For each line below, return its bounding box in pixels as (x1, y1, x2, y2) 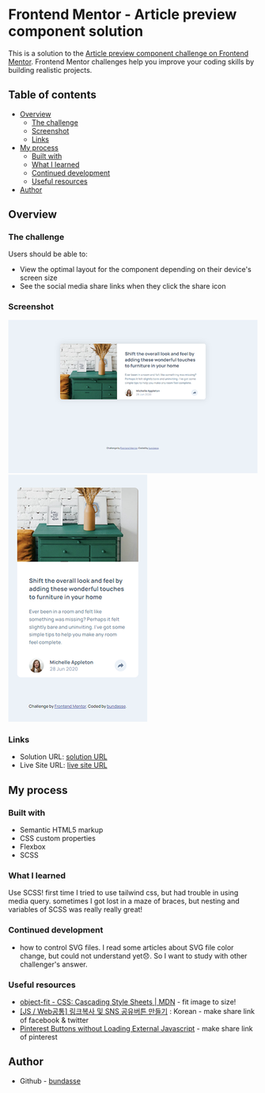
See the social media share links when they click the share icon (19, 282, 227, 291)
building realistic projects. (8, 65, 93, 74)
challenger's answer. (19, 959, 89, 969)
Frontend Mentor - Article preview (8, 6, 237, 24)
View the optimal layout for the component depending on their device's (19, 265, 252, 274)
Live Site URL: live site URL (19, 761, 108, 770)
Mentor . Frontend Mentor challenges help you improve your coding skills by (8, 57, 255, 66)
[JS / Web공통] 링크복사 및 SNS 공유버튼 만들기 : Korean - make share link (19, 1006, 256, 1015)
